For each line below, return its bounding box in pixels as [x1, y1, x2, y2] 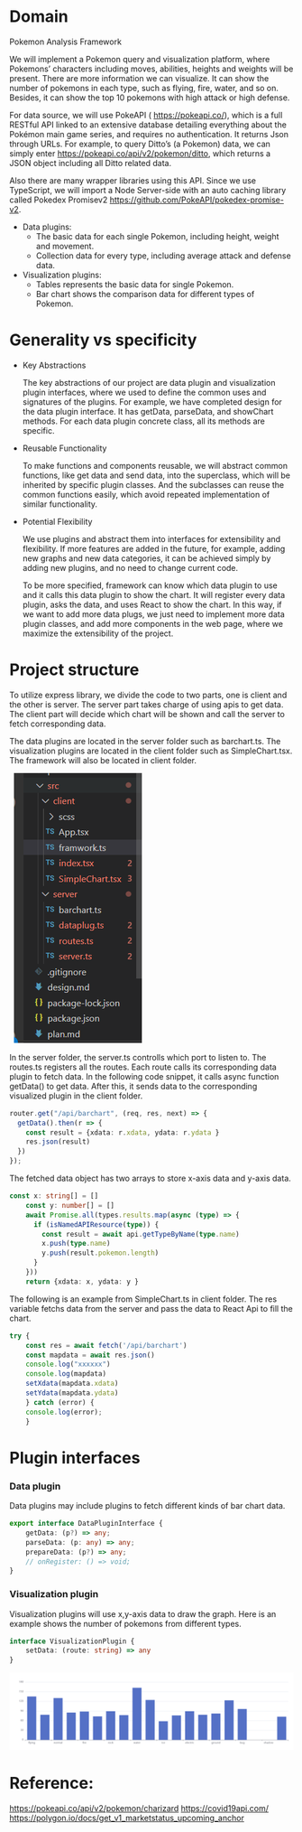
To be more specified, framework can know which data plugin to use [22, 580, 278, 591]
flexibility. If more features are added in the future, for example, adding [22, 543, 286, 554]
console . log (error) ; [25, 1407, 103, 1416]
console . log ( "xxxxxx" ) [25, 1360, 111, 1369]
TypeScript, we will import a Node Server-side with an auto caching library [9, 184, 287, 195]
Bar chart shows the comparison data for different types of [35, 288, 255, 299]
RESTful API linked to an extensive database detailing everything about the [9, 119, 287, 130]
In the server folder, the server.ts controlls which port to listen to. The [9, 1052, 267, 1062]
